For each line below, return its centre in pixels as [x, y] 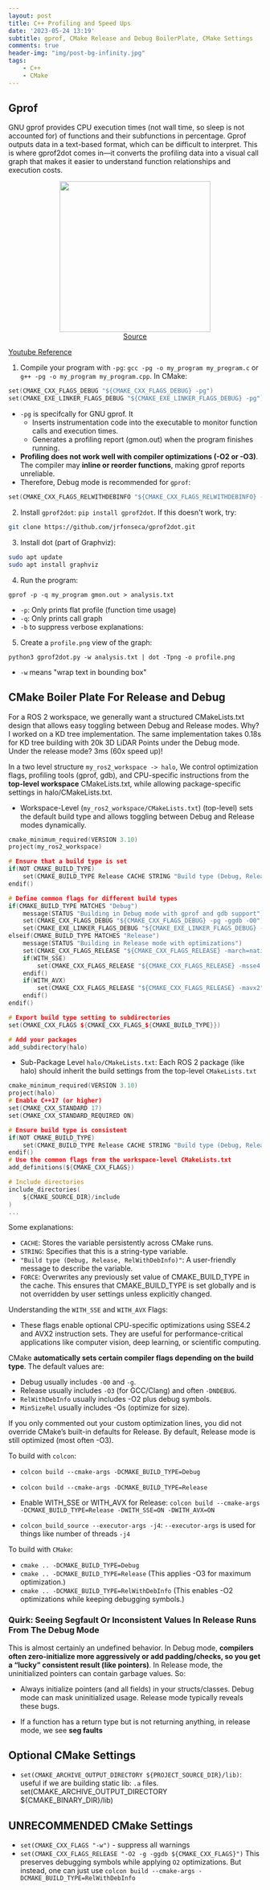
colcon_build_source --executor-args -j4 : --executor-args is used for [137, 1526]
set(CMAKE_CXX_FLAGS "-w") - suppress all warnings [105, 1845]
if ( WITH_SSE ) [45, 958]
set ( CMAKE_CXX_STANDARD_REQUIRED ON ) [72, 1116]
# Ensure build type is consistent [68, 1130]
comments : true [34, 46]
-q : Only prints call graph [61, 618]
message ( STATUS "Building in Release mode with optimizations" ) [133, 943]
